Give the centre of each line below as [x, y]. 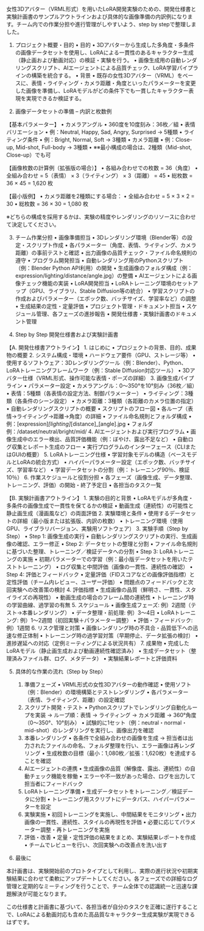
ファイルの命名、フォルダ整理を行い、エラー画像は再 [112, 745]
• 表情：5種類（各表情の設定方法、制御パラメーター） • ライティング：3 [97, 393]
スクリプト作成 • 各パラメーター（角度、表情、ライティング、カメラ [111, 245]
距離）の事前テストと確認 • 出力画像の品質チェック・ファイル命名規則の [106, 253]
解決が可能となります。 [40, 894]
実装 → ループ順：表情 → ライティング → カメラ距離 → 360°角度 [116, 715]
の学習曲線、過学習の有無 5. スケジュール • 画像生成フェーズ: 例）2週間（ [99, 605]
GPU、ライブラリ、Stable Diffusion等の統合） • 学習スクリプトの [113, 291]
